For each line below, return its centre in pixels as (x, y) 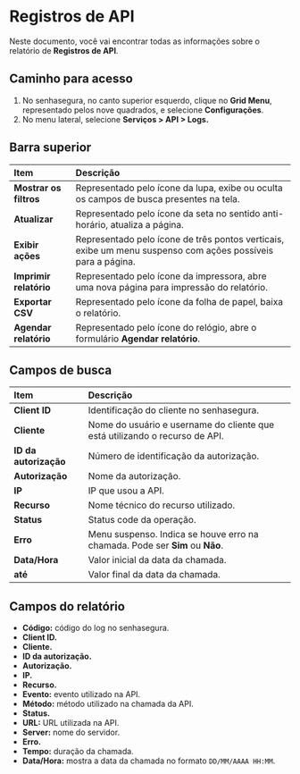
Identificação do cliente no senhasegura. (173, 410)
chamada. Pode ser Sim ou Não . (156, 545)
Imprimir (32, 276)
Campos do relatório (67, 606)
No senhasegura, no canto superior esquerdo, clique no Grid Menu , (147, 100)
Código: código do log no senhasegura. (96, 628)
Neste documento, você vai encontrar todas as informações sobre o (135, 41)
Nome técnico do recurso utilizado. (162, 505)
